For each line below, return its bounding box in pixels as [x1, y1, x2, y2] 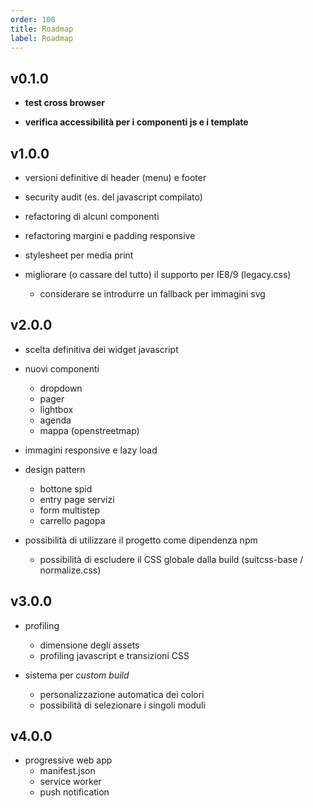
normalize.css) [39, 564, 102, 576]
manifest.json [39, 765, 96, 777]
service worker [39, 776, 102, 788]
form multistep [39, 504, 101, 516]
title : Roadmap [10, 24, 74, 34]
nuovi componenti [24, 362, 100, 375]
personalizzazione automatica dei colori [39, 688, 205, 700]
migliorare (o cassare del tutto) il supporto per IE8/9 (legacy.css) [24, 269, 292, 280]
